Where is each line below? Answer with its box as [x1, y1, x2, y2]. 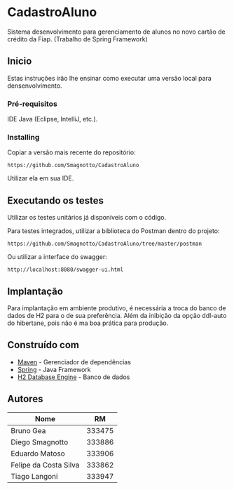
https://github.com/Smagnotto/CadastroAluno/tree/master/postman [7, 240, 202, 248]
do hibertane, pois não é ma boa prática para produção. [7, 319, 169, 327]
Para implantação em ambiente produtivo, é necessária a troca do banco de [7, 303, 226, 312]
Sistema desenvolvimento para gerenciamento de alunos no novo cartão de [7, 27, 226, 36]
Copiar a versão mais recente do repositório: [7, 148, 136, 157]
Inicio [7, 55, 32, 67]
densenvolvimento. [7, 81, 62, 90]
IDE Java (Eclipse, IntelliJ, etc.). [7, 115, 98, 124]
